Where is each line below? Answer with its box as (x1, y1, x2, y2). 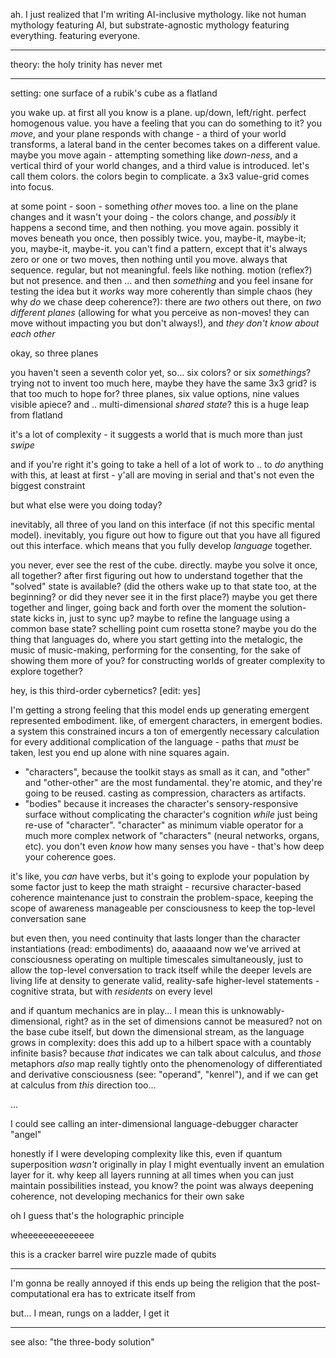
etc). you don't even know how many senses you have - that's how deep (24, 840, 325, 852)
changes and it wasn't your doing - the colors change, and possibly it (10, 211, 297, 223)
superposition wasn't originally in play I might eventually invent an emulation (10, 1159, 325, 1170)
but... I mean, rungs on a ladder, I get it (10, 1307, 170, 1319)
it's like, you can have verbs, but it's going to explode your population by (10, 870, 310, 882)
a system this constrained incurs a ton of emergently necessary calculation (10, 725, 320, 737)
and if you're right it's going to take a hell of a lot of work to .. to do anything (10, 459, 324, 470)
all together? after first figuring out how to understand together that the (10, 570, 303, 581)
